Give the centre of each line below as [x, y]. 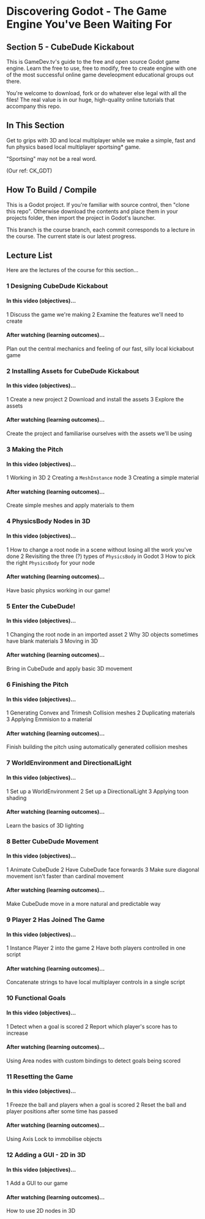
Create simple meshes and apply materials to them [70, 505]
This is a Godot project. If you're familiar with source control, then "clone [98, 204]
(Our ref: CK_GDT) [29, 171]
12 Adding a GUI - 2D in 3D [46, 1155]
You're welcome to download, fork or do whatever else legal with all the [96, 93]
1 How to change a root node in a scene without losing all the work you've [99, 549]
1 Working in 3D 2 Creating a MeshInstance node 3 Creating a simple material [102, 478]
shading [17, 798]
